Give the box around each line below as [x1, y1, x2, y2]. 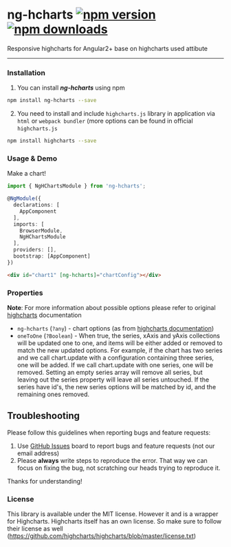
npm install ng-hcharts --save [7, 97, 97, 104]
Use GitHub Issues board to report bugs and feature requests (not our [16, 442, 215, 450]
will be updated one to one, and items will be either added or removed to [16, 338, 223, 347]
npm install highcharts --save [7, 138, 97, 145]
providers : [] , [13, 247, 57, 254]
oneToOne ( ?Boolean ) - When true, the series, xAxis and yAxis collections [16, 331, 220, 340]
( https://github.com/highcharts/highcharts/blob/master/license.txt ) [7, 532, 197, 540]
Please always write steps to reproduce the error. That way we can [16, 456, 208, 464]
